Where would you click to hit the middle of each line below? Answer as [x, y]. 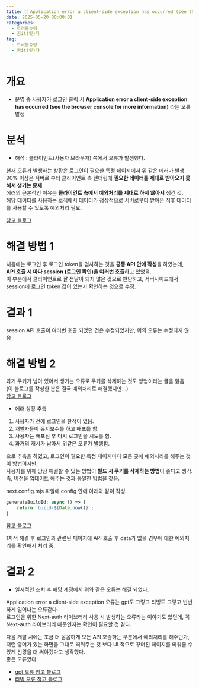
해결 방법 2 [31, 364]
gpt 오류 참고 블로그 [38, 672]
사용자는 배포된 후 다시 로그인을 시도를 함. [63, 436]
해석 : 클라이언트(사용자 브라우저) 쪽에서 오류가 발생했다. [80, 157]
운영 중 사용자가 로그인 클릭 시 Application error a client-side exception [101, 99]
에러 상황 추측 [31, 409]
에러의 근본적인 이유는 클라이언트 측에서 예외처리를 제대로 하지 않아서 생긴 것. [95, 192]
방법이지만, [25, 463]
